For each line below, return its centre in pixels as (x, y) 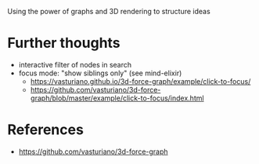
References (45, 130)
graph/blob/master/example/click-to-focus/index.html (117, 98)
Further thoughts (64, 43)
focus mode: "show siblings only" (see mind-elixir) (100, 73)
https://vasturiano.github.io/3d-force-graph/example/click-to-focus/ (140, 81)
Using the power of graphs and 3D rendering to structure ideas (109, 11)
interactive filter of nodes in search (75, 64)
